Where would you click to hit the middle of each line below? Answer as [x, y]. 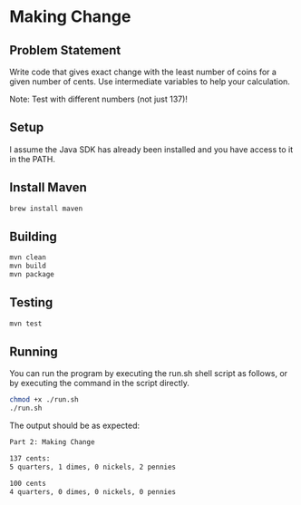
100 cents [28, 483]
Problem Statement [65, 50]
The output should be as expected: [75, 426]
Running [34, 352]
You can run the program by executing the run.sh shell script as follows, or [149, 374]
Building [33, 236]
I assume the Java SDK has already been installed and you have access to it [151, 149]
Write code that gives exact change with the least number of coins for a [143, 72]
